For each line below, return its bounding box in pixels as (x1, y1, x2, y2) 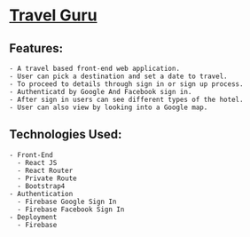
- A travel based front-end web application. (9, 64, 180, 73)
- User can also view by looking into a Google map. (9, 103, 208, 112)
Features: (9, 41, 64, 56)
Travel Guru (9, 5, 98, 26)
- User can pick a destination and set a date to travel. (9, 72, 228, 81)
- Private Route (17, 174, 77, 183)
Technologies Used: (9, 127, 122, 142)
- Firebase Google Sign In (17, 197, 117, 206)
